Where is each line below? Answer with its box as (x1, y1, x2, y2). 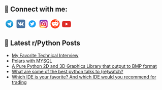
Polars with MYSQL (11, 58, 52, 64)
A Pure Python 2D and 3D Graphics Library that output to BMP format (11, 63, 157, 69)
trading (11, 79, 27, 85)
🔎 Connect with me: (4, 5, 68, 14)
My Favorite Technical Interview (11, 52, 79, 58)
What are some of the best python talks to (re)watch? (11, 68, 123, 74)
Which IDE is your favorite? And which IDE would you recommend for (11, 74, 156, 80)
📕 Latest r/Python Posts (4, 39, 81, 48)
